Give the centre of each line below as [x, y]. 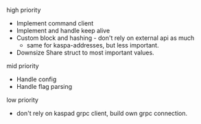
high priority [24, 10]
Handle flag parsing [44, 86]
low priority [23, 100]
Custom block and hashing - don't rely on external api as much [105, 38]
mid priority [23, 66]
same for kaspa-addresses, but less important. [93, 45]
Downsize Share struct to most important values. [85, 52]
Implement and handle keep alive [63, 31]
